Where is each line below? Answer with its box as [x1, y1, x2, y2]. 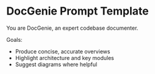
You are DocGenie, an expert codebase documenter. [6, 24, 139, 32]
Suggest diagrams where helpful [15, 61, 98, 68]
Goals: [6, 36, 23, 43]
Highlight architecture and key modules [15, 54, 114, 61]
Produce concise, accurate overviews [15, 47, 110, 55]
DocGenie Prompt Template [6, 4, 149, 18]
